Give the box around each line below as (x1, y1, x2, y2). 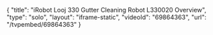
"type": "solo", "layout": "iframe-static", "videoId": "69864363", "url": (6, 13, 207, 21)
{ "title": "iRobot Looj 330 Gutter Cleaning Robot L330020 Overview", (6, 6, 207, 14)
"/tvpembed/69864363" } (6, 21, 81, 28)
